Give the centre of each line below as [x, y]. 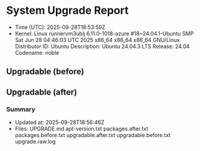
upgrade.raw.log [35, 141]
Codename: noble [37, 52]
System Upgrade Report [68, 11]
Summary [21, 109]
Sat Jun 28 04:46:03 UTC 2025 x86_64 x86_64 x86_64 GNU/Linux [97, 40]
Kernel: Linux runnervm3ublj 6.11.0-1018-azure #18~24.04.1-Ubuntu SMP [104, 33]
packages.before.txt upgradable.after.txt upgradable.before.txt [93, 135]
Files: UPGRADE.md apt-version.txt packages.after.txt [81, 129]
